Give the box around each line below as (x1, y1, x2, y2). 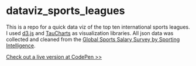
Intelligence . (6, 42, 36, 49)
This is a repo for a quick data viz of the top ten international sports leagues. (6, 23, 190, 30)
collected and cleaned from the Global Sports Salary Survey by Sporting (6, 36, 180, 43)
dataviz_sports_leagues (6, 4, 125, 18)
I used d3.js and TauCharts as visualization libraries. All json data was (6, 29, 174, 36)
